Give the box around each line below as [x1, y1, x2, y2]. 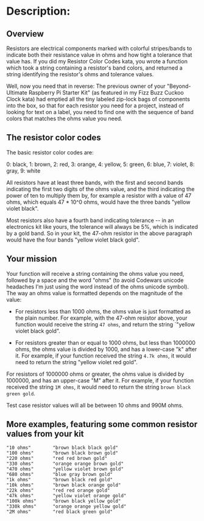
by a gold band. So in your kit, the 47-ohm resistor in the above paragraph [6, 229, 192, 237]
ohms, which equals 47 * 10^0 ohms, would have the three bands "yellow [6, 198, 191, 206]
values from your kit [6, 429, 84, 439]
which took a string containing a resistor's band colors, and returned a [6, 64, 183, 71]
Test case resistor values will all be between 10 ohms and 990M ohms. [6, 401, 184, 409]
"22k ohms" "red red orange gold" [6, 487, 111, 494]
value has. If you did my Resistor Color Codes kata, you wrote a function [6, 58, 188, 65]
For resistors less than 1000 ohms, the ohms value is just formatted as [15, 307, 191, 315]
